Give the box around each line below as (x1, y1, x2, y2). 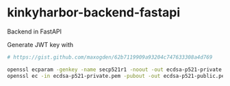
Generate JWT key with (7, 40, 74, 48)
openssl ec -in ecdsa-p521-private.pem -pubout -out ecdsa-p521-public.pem (7, 72, 228, 79)
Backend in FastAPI (7, 27, 62, 35)
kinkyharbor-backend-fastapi (7, 5, 181, 20)
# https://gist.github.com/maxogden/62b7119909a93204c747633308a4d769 (7, 53, 213, 61)
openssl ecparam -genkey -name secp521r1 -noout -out (7, 66, 164, 73)
